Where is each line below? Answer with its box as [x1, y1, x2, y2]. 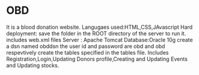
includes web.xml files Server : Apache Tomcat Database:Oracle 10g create [6, 36, 194, 43]
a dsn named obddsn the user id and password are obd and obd [6, 43, 165, 50]
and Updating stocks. [6, 61, 60, 69]
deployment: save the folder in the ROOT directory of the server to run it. [6, 29, 186, 37]
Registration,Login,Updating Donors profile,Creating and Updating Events [6, 55, 188, 62]
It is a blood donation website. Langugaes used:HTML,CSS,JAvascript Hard [6, 23, 193, 31]
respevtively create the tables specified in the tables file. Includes [6, 49, 169, 56]
